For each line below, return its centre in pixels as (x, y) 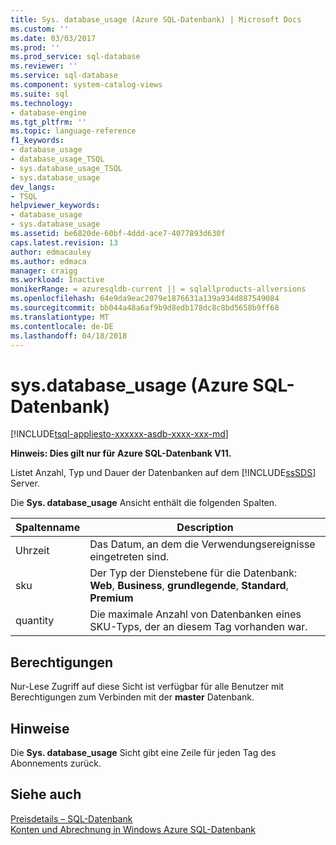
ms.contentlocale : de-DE (62, 326)
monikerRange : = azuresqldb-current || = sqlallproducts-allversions (158, 289)
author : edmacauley (51, 252)
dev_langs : (33, 187)
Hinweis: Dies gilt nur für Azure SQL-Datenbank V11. (121, 453)
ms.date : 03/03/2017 (53, 38)
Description (205, 528)
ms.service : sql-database (64, 76)
